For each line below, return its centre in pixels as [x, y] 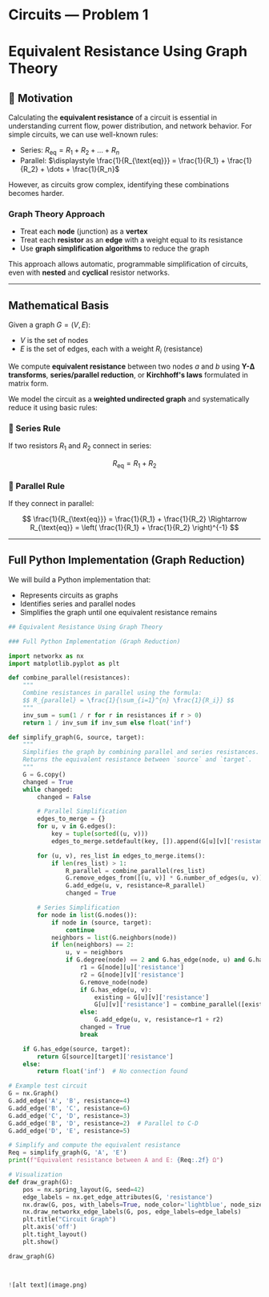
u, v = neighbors [94, 952]
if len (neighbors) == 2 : [92, 945]
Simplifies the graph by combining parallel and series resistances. [141, 753]
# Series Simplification [78, 908]
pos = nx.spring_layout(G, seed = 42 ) [84, 1189]
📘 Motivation [41, 98]
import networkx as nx [46, 656]
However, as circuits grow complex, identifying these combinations [119, 184]
